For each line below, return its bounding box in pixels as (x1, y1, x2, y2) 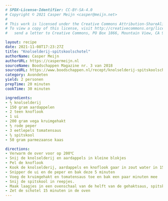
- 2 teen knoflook (5, 109, 43, 114)
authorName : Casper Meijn (5, 54, 59, 59)
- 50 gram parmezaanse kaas (5, 137, 64, 142)
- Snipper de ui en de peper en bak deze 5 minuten (5, 169, 115, 174)
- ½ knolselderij (5, 100, 41, 105)
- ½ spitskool (5, 132, 35, 138)
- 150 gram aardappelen (5, 105, 55, 110)
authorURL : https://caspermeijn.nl (5, 58, 79, 63)
